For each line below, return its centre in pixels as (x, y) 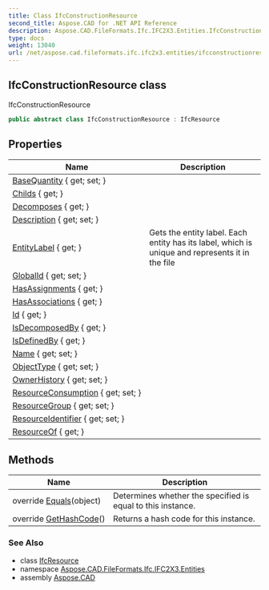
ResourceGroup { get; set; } (63, 405)
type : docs (26, 38)
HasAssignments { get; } (58, 288)
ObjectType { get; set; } (56, 367)
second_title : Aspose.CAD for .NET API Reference (93, 23)
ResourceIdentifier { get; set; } (68, 419)
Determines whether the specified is (181, 496)
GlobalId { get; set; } (49, 275)
